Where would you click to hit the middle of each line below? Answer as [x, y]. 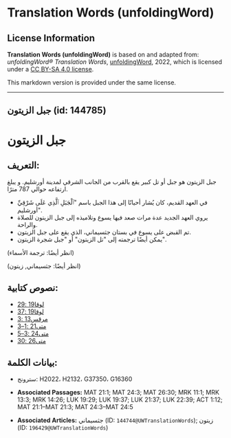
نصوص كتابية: [33, 288]
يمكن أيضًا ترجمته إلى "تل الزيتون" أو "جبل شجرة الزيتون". [92, 239]
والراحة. [27, 225]
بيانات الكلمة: [32, 362]
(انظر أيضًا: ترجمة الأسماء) [41, 253]
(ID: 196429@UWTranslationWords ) [63, 428]
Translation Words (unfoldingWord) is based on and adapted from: [103, 54]
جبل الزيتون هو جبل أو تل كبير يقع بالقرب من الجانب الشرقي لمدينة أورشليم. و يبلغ [112, 182]
